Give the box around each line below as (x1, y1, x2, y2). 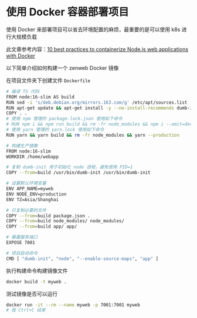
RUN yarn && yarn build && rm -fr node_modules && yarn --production (6, 132, 180, 138)
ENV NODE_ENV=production (6, 191, 67, 197)
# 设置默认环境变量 (6, 180, 47, 187)
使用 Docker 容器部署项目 (6, 5, 129, 19)
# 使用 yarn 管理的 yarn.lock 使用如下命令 (6, 127, 104, 133)
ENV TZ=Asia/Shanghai (6, 197, 59, 202)
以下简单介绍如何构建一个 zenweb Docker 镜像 (6, 64, 119, 71)
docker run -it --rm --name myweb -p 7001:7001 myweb (6, 302, 141, 308)
